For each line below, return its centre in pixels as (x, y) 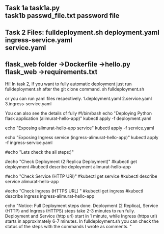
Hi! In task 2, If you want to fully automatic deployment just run (68, 84)
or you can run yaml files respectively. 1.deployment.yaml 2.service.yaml (79, 98)
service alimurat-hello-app (32, 181)
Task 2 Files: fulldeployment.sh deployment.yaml (82, 32)
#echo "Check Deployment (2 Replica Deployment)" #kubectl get (71, 162)
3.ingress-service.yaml (28, 104)
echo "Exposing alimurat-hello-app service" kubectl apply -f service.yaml (80, 128)
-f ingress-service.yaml (29, 142)
